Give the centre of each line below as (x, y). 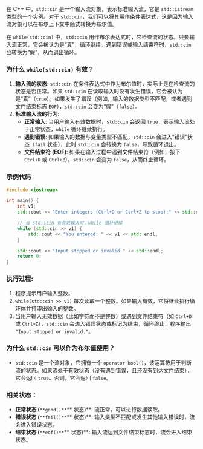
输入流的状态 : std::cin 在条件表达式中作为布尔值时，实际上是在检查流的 (105, 84)
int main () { (23, 201)
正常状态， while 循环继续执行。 (69, 129)
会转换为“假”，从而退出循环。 (43, 52)
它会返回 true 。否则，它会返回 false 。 (63, 377)
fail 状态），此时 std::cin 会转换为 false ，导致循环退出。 (107, 144)
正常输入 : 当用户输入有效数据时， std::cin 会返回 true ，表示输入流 (107, 122)
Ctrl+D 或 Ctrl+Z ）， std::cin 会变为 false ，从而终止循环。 (97, 160)
